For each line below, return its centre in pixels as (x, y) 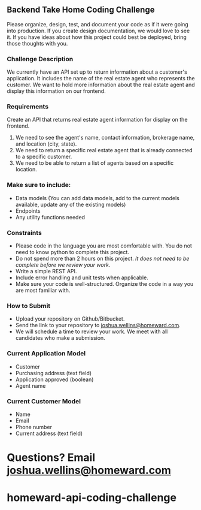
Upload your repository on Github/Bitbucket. (70, 319)
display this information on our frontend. (57, 91)
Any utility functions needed (50, 217)
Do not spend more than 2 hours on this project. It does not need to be (102, 258)
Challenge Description (40, 59)
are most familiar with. (43, 290)
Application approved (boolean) (54, 379)
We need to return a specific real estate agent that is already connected (104, 150)
